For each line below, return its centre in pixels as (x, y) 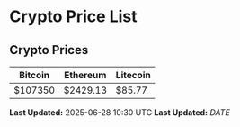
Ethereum (85, 75)
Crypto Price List (73, 17)
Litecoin (133, 75)
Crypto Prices (49, 50)
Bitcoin (35, 75)
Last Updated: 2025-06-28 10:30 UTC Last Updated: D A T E (120, 113)
